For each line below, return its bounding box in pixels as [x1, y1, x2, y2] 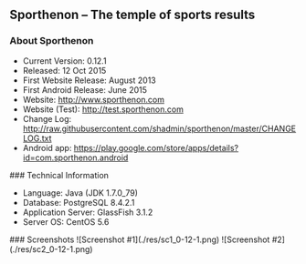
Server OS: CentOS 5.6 [22, 216, 110, 227]
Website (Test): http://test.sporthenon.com [22, 104, 185, 115]
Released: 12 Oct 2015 [22, 65, 107, 76]
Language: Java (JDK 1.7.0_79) [22, 187, 139, 198]
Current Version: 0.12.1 [22, 55, 107, 66]
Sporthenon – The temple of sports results [9, 7, 256, 23]
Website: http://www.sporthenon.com [22, 94, 164, 105]
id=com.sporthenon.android [22, 152, 129, 163]
